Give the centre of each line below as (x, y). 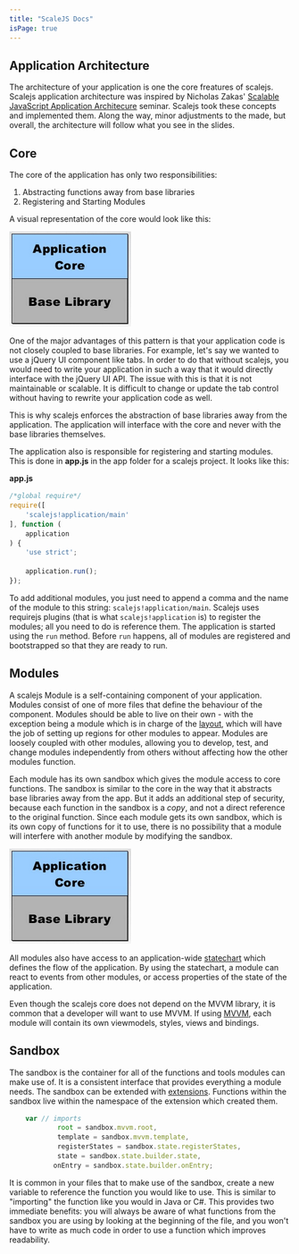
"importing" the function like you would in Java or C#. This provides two (142, 1201)
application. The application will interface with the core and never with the (145, 425)
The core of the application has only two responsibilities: (113, 175)
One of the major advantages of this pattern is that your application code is (147, 341)
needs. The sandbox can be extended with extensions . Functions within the (148, 1091)
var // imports (54, 1118)
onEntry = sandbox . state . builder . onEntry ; (133, 1165)
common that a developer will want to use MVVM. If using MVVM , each (141, 1013)
